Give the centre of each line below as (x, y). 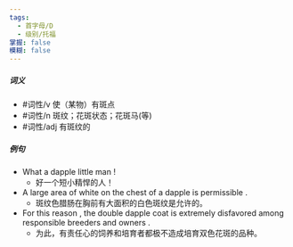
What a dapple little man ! (69, 172)
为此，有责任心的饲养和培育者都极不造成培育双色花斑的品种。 (149, 234)
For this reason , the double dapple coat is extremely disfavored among (153, 213)
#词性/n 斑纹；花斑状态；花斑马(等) (87, 116)
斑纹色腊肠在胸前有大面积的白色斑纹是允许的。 (121, 203)
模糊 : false (30, 51)
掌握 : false (30, 42)
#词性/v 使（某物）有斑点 (69, 104)
